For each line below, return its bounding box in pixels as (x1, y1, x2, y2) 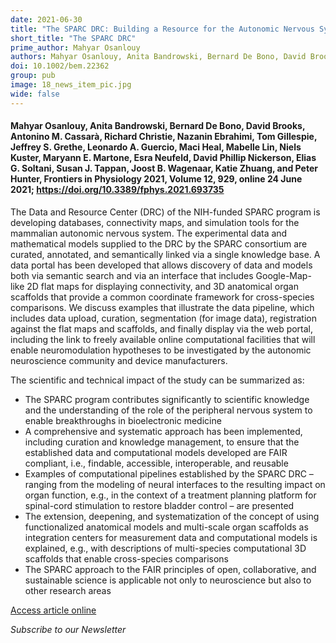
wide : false (10, 89, 60, 99)
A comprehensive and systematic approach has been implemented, (24, 425, 303, 437)
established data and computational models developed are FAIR (24, 446, 288, 458)
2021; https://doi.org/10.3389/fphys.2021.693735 (10, 184, 225, 196)
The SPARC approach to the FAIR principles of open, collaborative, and (24, 563, 317, 575)
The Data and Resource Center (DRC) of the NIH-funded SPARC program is (10, 206, 321, 218)
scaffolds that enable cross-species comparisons (24, 552, 229, 565)
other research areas (24, 584, 112, 596)
